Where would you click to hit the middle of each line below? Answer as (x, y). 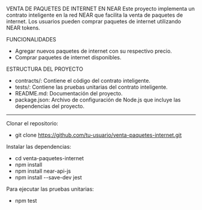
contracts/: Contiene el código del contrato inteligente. (83, 81)
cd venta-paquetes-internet (49, 158)
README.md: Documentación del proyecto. (69, 93)
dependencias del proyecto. (50, 106)
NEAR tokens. (23, 28)
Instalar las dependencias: (39, 147)
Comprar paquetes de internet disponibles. (68, 57)
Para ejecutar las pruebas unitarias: (50, 189)
